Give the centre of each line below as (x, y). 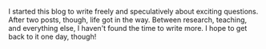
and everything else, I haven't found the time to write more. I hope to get (128, 28)
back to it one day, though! (52, 36)
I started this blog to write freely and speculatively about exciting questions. (133, 11)
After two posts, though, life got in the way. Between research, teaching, (128, 20)
